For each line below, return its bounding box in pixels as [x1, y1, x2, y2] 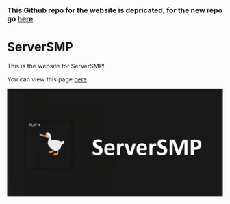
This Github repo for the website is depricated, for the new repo [7, 5, 222, 15]
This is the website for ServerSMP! [7, 62, 105, 70]
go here [7, 14, 34, 23]
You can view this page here [7, 75, 88, 84]
